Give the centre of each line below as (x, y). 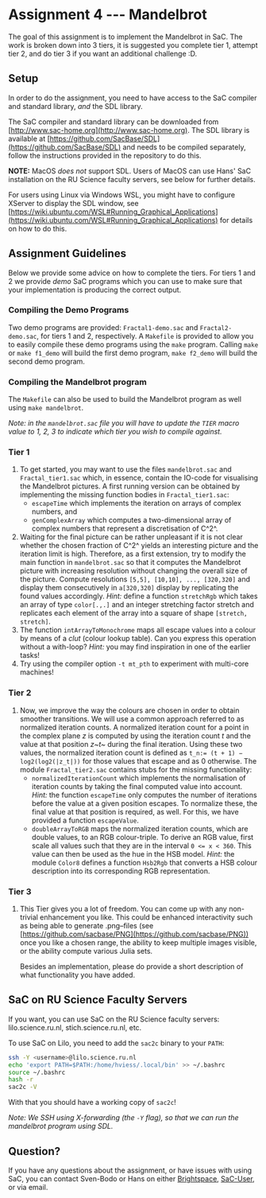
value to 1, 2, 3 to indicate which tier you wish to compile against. (115, 432)
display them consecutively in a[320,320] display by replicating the (129, 588)
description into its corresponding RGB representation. (121, 871)
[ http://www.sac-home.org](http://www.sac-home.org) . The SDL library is (129, 130)
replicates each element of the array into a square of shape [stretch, (133, 613)
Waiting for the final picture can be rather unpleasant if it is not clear (131, 537)
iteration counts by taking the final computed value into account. (137, 786)
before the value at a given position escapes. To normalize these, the (145, 803)
